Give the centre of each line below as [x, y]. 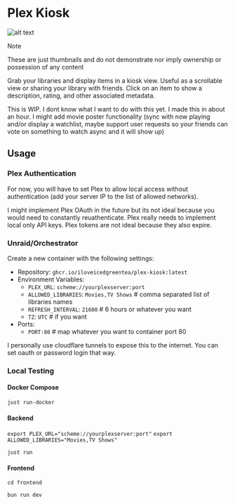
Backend [20, 418]
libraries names [50, 301]
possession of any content [46, 67]
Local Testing [31, 371]
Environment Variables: [51, 279]
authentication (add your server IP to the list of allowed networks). [103, 196]
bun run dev [25, 495]
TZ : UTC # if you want [58, 317]
